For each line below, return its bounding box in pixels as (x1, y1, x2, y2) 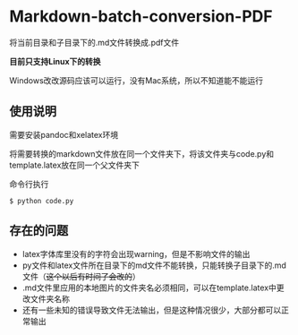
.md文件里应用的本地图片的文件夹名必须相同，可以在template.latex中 (21, 282, 277, 293)
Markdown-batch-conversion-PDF (9, 6, 273, 27)
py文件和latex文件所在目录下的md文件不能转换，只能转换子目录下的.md (21, 260, 286, 271)
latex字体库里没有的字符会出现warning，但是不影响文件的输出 (21, 248, 251, 259)
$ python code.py (9, 196, 74, 205)
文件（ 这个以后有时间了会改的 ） (21, 271, 140, 281)
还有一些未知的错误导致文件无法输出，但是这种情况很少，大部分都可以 (21, 305, 282, 315)
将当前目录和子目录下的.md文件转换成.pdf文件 (9, 37, 180, 47)
